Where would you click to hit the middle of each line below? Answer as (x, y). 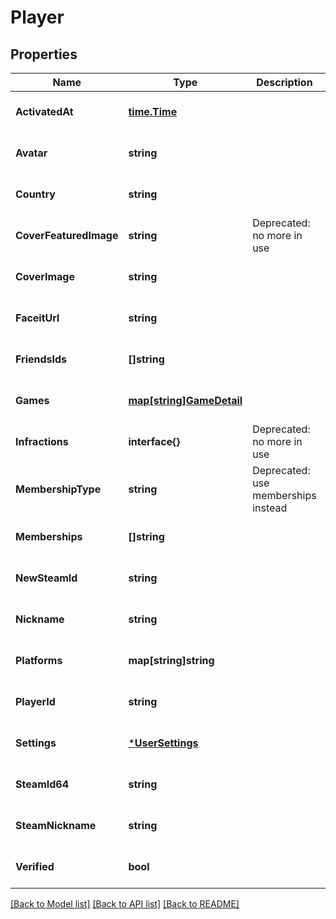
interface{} (154, 441)
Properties (44, 54)
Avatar (31, 153)
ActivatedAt (44, 111)
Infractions (42, 441)
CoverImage (45, 276)
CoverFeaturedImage (67, 235)
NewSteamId (46, 578)
